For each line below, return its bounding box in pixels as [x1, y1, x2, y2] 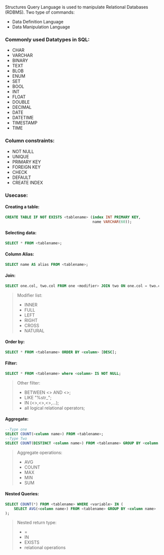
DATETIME [12, 115, 34, 121]
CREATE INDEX [12, 179, 43, 185]
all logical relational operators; [24, 405, 85, 411]
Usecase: [5, 192, 28, 198]
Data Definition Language [12, 19, 63, 24]
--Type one [5, 427, 27, 432]
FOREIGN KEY [12, 164, 41, 170]
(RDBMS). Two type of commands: [5, 9, 75, 15]
